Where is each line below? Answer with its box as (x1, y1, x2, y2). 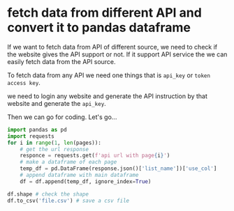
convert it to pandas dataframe (7, 19, 191, 36)
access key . (7, 78, 41, 86)
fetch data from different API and (7, 5, 203, 21)
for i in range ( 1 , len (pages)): (7, 139, 101, 146)
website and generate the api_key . (7, 99, 106, 107)
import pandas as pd (7, 126, 68, 133)
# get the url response (20, 146, 89, 153)
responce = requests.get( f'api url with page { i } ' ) (20, 152, 170, 159)
